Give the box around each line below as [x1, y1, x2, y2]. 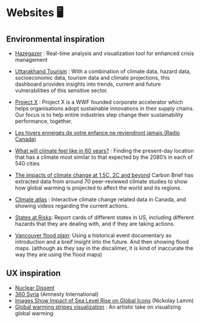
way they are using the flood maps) [14, 251, 103, 258]
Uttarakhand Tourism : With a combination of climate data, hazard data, [14, 68, 192, 75]
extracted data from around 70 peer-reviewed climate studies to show [14, 178, 188, 185]
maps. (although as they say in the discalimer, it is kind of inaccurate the [14, 244, 193, 252]
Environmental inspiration [6, 34, 105, 44]
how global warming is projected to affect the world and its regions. [14, 185, 182, 191]
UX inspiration [6, 268, 61, 279]
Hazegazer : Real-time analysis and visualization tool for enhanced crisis [14, 50, 195, 57]
